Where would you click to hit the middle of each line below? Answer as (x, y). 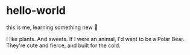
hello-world (36, 11)
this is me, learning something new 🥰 (52, 27)
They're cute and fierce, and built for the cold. (63, 45)
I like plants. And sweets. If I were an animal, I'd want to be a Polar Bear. (96, 39)
